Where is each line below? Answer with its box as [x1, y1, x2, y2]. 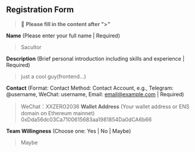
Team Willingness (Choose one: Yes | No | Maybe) [6, 127, 131, 134]
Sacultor [20, 43, 42, 50]
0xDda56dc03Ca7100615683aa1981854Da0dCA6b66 [20, 116, 152, 123]
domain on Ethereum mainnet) [20, 109, 95, 116]
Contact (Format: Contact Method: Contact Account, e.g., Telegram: [6, 84, 174, 91]
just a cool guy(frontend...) [20, 72, 86, 80]
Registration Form [6, 5, 74, 15]
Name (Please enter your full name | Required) [6, 32, 121, 39]
